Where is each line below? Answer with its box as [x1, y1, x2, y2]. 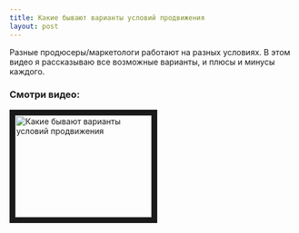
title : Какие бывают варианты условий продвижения [9, 13, 205, 23]
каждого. [9, 65, 45, 77]
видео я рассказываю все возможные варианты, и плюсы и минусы [9, 56, 275, 67]
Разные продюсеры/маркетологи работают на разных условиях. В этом [9, 46, 291, 57]
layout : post [9, 22, 59, 31]
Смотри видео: [9, 88, 80, 101]
